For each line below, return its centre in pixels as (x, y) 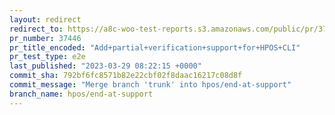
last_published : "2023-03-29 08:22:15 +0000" (105, 66)
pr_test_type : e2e (47, 57)
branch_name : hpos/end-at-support (81, 94)
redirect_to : (36, 29)
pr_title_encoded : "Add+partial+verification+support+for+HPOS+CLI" (155, 47)
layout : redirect (45, 19)
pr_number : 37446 (45, 38)
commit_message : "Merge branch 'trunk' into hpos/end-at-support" (150, 85)
